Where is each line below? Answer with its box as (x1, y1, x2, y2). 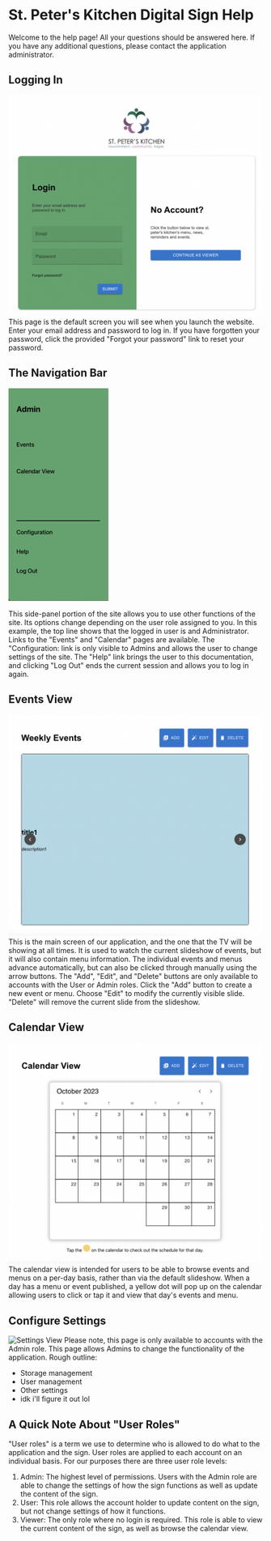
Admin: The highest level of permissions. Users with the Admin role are (19, 1472, 257, 1482)
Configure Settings (8, 1313, 107, 1327)
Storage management (19, 1369, 93, 1378)
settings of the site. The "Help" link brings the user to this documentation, (8, 652, 254, 662)
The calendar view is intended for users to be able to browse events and (8, 1265, 249, 1275)
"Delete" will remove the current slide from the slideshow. (8, 997, 201, 1007)
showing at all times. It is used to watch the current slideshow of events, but (8, 945, 261, 955)
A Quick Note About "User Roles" (8, 1417, 180, 1431)
